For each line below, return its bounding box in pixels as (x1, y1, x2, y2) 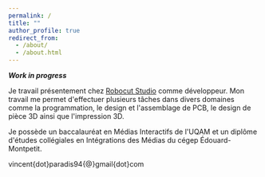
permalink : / (8, 11, 52, 20)
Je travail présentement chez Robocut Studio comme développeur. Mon (8, 86, 245, 96)
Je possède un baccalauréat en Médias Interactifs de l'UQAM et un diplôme (8, 127, 258, 136)
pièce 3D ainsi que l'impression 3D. (8, 112, 125, 120)
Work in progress (8, 71, 67, 80)
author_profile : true (8, 26, 81, 34)
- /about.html (15, 49, 62, 57)
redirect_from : (8, 33, 59, 42)
